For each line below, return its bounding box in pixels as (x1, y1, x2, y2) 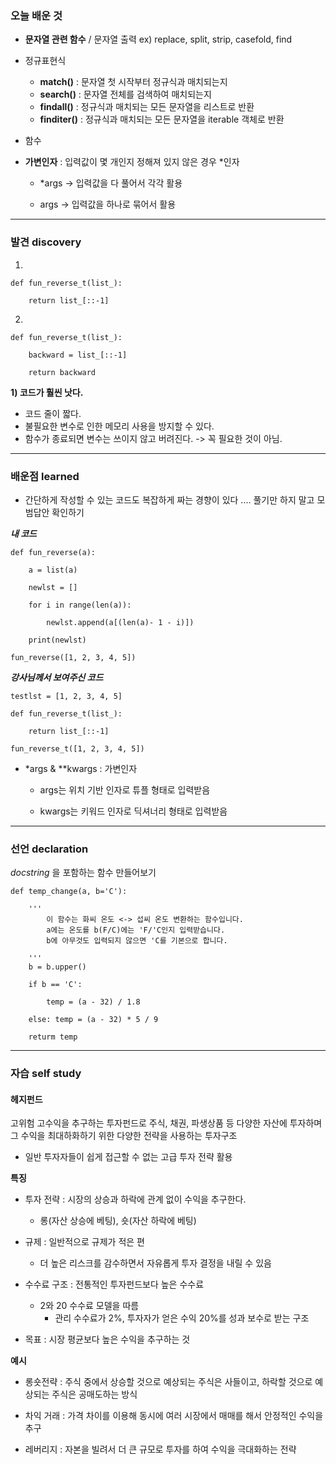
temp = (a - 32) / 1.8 (46, 997, 141, 1007)
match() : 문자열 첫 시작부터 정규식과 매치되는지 (39, 76, 228, 88)
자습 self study (10, 1067, 82, 1081)
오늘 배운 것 (10, 8, 63, 22)
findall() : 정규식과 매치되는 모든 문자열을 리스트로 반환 (39, 101, 255, 113)
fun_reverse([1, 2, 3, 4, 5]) (10, 652, 137, 662)
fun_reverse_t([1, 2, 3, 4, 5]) (10, 743, 145, 754)
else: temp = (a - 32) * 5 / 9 (28, 1015, 159, 1025)
